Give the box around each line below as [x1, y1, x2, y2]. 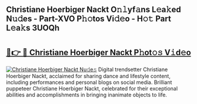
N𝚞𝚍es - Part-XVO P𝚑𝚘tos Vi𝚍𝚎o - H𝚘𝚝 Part [6, 14, 172, 24]
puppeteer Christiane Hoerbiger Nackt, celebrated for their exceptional [6, 85, 178, 92]
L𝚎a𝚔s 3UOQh [6, 23, 60, 33]
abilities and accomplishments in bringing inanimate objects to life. [6, 91, 168, 98]
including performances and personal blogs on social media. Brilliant [6, 79, 172, 86]
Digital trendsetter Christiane [98, 66, 168, 73]
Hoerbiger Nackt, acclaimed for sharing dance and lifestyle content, [6, 73, 171, 79]
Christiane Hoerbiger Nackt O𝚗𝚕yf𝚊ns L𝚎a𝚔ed [6, 5, 181, 15]
